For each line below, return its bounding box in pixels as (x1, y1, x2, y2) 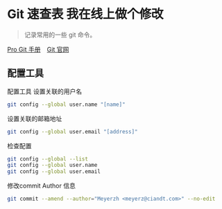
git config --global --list (7, 155, 89, 163)
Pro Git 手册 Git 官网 (7, 45, 69, 53)
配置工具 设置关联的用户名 (7, 87, 82, 96)
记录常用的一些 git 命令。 (24, 30, 96, 39)
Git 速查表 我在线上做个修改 (7, 6, 164, 22)
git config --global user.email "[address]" (7, 128, 138, 135)
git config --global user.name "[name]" (7, 101, 126, 108)
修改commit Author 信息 (7, 181, 76, 190)
